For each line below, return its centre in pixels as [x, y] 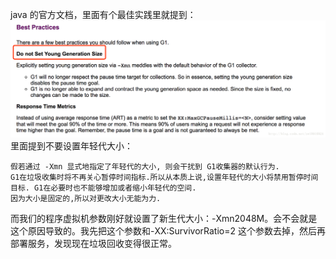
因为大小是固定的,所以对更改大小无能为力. [86, 198]
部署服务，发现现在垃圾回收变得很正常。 [93, 243]
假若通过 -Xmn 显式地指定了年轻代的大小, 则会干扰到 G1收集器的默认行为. [145, 166]
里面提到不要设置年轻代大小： [71, 145]
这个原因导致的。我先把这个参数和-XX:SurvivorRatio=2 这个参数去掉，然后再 [168, 230]
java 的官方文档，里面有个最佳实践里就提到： [103, 14]
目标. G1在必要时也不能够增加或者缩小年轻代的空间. [103, 188]
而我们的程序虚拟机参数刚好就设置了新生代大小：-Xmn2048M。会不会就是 [164, 218]
